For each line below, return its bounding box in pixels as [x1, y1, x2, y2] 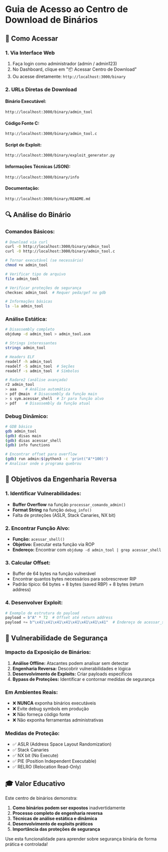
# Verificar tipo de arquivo [5, 271, 66, 276]
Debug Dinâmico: [5, 412, 48, 419]
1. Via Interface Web [5, 49, 55, 56]
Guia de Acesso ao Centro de [5, 4, 128, 15]
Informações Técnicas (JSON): [5, 164, 71, 169]
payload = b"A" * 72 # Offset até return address [5, 615, 113, 620]
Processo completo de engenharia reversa [12, 810, 103, 816]
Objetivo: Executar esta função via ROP [12, 541, 95, 547]
